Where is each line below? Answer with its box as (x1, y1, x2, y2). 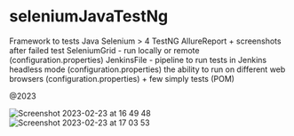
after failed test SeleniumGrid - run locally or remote (9, 44, 200, 55)
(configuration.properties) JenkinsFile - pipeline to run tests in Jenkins (9, 54, 267, 65)
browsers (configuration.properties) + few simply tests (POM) (9, 73, 235, 84)
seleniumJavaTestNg (9, 6, 169, 27)
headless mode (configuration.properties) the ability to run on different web (9, 64, 286, 75)
